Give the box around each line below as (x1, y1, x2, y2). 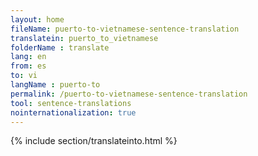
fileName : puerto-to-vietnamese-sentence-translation (10, 24, 240, 34)
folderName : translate (10, 42, 110, 53)
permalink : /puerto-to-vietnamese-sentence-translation (10, 89, 248, 99)
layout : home (10, 14, 65, 25)
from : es (10, 61, 47, 71)
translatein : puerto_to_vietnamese (10, 33, 159, 43)
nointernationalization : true (10, 107, 137, 118)
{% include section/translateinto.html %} (10, 135, 178, 147)
